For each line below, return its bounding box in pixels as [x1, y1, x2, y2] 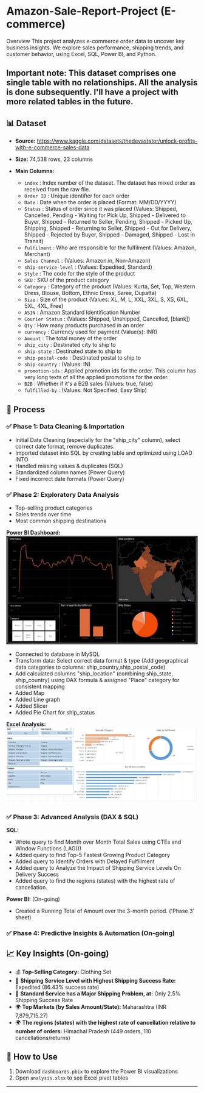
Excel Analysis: [6, 721, 46, 728]
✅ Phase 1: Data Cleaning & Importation [6, 422, 124, 431]
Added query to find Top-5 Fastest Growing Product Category [15, 851, 171, 858]
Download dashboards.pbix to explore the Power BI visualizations [15, 1068, 178, 1075]
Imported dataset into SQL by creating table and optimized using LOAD [15, 449, 192, 457]
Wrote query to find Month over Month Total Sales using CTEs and [15, 838, 182, 846]
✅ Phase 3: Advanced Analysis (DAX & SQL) [6, 813, 139, 821]
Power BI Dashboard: [6, 529, 61, 536]
